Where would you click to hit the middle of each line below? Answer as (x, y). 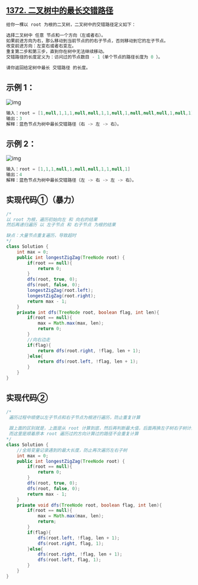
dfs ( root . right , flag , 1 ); (71, 543)
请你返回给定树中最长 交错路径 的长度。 (48, 68)
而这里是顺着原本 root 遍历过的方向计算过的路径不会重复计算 (74, 434)
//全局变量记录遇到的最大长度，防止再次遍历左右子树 (72, 450)
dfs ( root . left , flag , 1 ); (69, 560)
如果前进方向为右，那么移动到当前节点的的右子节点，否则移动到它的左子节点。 (87, 41)
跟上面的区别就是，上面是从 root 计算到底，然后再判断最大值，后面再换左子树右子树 (98, 428)
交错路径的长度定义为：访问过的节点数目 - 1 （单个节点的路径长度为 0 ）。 (85, 57)
